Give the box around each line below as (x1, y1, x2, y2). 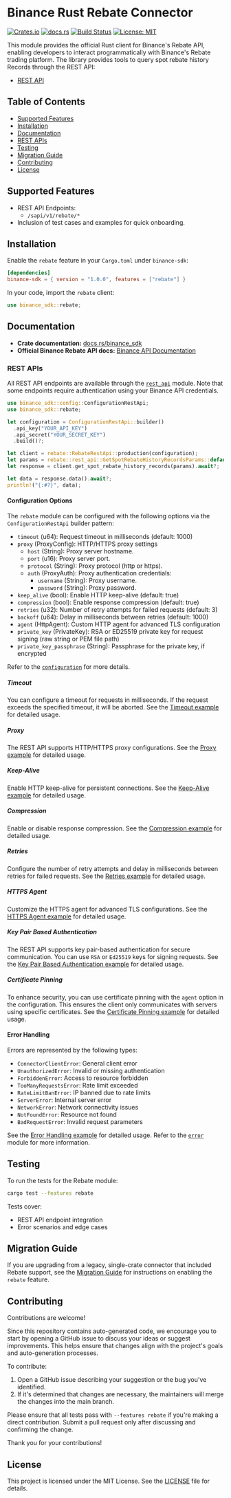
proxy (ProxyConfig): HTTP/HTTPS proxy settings (16, 540, 158, 548)
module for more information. (7, 1138, 91, 1146)
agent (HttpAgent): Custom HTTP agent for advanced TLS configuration (16, 620, 221, 628)
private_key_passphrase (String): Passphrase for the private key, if (16, 641, 205, 650)
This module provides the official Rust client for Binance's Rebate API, (7, 41, 205, 49)
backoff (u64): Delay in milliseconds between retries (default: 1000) (16, 613, 209, 621)
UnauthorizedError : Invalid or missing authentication (16, 1066, 165, 1075)
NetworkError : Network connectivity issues (16, 1103, 139, 1111)
